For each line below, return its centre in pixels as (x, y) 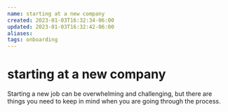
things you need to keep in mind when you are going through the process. (114, 101)
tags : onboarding (33, 40)
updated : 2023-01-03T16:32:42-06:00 (61, 27)
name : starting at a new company (56, 14)
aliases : (20, 33)
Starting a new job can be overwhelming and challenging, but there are (110, 94)
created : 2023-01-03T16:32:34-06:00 (61, 20)
